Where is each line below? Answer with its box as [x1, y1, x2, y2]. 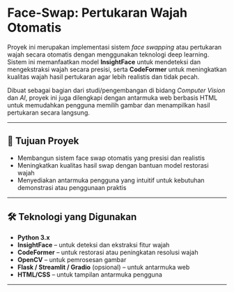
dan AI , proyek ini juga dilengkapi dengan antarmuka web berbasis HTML [7, 93, 218, 102]
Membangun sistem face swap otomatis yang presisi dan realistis [17, 154, 205, 162]
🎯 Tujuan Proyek [7, 135, 79, 147]
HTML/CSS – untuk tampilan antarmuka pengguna [17, 270, 162, 279]
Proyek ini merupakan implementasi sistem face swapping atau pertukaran [7, 43, 222, 51]
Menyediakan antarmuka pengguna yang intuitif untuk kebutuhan [17, 176, 205, 184]
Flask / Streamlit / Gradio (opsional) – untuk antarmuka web [17, 263, 190, 271]
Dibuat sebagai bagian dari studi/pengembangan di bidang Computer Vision [7, 86, 226, 94]
